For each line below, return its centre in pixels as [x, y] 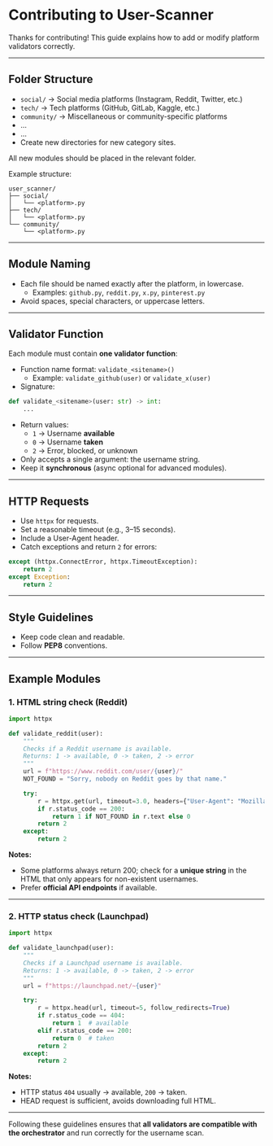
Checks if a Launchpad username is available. [103, 963]
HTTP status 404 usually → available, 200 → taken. [104, 1092]
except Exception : [39, 577]
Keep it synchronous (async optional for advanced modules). [123, 468]
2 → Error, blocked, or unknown [85, 451]
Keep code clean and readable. [72, 637]
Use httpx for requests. [59, 521]
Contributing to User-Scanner [111, 15]
